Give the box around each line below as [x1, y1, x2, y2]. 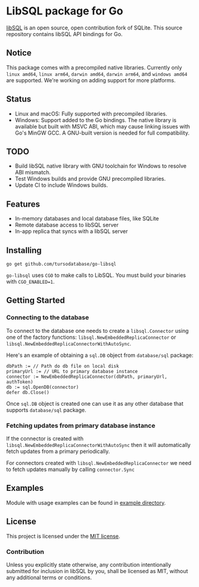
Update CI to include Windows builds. [14, 181, 108, 189]
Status [6, 94, 32, 105]
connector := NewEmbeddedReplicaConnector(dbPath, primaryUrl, [6, 374, 168, 380]
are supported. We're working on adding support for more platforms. [6, 76, 176, 84]
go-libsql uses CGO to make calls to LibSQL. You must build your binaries [6, 272, 186, 279]
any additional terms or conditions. [6, 574, 92, 581]
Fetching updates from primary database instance [6, 421, 156, 430]
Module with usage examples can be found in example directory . [6, 499, 166, 506]
